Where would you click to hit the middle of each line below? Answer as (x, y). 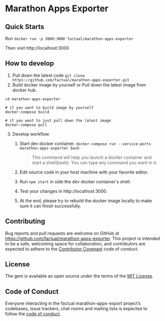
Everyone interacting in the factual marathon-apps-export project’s (73, 303)
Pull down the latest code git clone (49, 75)
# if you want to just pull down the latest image (58, 120)
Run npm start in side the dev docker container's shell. (75, 181)
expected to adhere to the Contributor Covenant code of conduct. (72, 249)
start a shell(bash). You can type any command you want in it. (95, 162)
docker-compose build (27, 112)
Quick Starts (25, 27)
